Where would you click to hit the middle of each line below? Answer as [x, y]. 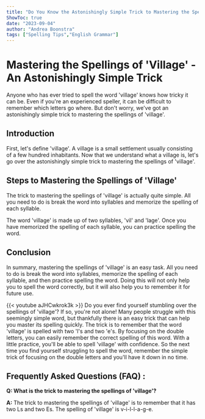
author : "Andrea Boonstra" [41, 29]
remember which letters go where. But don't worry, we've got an [88, 108]
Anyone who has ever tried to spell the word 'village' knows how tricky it [97, 95]
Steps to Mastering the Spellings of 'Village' [92, 181]
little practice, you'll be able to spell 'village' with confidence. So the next [98, 344]
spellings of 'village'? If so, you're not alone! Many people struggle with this [101, 311]
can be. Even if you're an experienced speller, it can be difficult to [89, 102]
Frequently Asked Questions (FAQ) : [76, 376]
